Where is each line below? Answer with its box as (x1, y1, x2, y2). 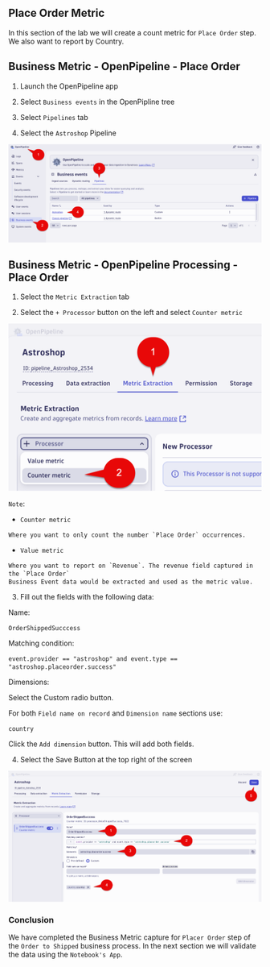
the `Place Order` (8, 570, 70, 578)
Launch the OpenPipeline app (19, 81, 119, 91)
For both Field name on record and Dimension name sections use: (8, 708, 223, 718)
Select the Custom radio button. (8, 692, 114, 702)
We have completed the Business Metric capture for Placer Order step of (8, 932, 252, 942)
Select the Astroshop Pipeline (19, 128, 117, 138)
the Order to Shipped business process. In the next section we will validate (8, 941, 257, 950)
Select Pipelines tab (19, 112, 88, 122)
